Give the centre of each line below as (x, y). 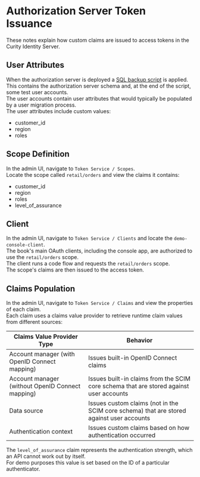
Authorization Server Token (76, 11)
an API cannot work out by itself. (46, 456)
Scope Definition (38, 154)
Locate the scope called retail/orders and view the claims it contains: (93, 174)
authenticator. (23, 469)
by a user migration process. (41, 105)
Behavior (140, 341)
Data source (26, 411)
